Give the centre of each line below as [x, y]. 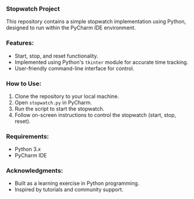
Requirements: [28, 136]
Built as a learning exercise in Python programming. [77, 183]
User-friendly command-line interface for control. [74, 68]
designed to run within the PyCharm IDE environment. [71, 28]
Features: [20, 43]
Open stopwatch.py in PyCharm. [53, 102]
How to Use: [24, 83]
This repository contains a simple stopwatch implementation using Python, [96, 22]
